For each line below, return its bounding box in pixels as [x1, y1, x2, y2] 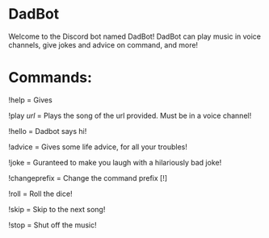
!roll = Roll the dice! [8, 189, 73, 198]
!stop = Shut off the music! [8, 219, 97, 230]
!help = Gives [8, 94, 53, 105]
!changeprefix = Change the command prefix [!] [8, 173, 168, 182]
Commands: [8, 69, 93, 87]
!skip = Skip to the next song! [8, 204, 106, 214]
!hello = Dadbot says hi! [8, 126, 87, 136]
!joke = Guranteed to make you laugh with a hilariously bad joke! [8, 157, 222, 167]
